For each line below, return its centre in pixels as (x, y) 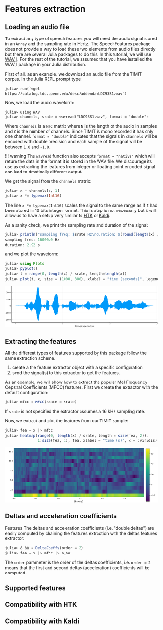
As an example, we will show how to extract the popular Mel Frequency (76, 382)
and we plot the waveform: (32, 254)
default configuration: (27, 393)
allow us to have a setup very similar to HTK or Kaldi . (58, 215)
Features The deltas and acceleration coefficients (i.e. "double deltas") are (80, 528)
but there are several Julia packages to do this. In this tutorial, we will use (78, 54)
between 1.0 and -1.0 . (28, 147)
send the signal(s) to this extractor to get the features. (66, 373)
